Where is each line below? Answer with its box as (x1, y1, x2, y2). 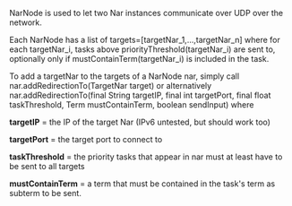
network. (9, 17, 43, 28)
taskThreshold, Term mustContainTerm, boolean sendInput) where (9, 99, 254, 110)
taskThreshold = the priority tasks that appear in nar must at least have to (9, 151, 283, 162)
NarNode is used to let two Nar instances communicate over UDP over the (9, 8, 284, 18)
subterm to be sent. (9, 188, 82, 198)
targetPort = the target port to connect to (9, 134, 163, 144)
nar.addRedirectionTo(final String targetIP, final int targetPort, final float (9, 90, 271, 100)
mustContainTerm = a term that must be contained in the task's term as (9, 178, 276, 189)
